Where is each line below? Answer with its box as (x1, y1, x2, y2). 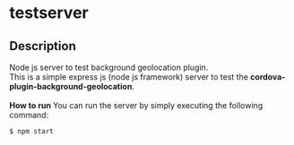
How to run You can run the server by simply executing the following (9, 100, 264, 110)
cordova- (250, 72, 286, 82)
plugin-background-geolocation (9, 81, 133, 91)
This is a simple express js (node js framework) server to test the (9, 72, 249, 82)
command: (9, 110, 49, 120)
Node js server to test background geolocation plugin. (9, 62, 209, 72)
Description (9, 38, 76, 54)
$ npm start (9, 127, 54, 136)
